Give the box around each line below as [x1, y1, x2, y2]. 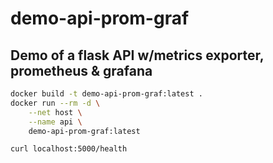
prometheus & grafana [10, 62, 153, 79]
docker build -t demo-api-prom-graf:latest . [10, 89, 203, 99]
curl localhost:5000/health [10, 144, 128, 154]
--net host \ [28, 107, 83, 117]
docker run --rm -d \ [10, 98, 101, 108]
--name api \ [28, 117, 83, 127]
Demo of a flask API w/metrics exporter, [10, 47, 265, 64]
